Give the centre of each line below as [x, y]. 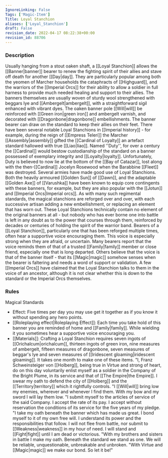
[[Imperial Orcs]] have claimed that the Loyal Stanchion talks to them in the [82, 268]
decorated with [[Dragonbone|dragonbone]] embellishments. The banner [80, 119]
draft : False [19, 28]
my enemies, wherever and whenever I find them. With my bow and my [85, 392]
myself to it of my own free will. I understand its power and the [77, 418]
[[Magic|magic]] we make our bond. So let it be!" [63, 450]
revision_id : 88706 [25, 38]
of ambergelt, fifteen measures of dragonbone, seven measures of [81, 349]
